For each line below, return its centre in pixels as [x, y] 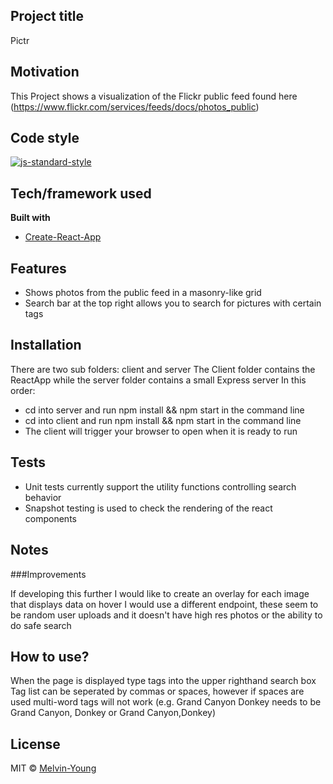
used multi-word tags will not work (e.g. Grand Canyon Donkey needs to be [166, 702]
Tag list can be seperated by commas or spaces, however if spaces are [157, 691]
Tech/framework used [81, 193]
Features [38, 268]
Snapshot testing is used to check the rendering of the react [148, 508]
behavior [43, 497]
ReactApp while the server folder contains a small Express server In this [158, 380]
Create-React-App [63, 237]
